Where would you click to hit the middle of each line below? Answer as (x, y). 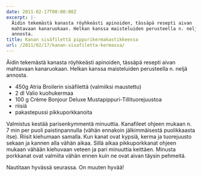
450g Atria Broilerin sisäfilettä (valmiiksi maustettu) (78, 86)
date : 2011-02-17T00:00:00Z (41, 12)
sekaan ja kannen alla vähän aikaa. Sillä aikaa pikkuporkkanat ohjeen (91, 143)
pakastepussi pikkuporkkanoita (54, 112)
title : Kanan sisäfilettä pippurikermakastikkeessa (72, 40)
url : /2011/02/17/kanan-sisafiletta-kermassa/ (66, 46)
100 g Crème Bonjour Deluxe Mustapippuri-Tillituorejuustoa (88, 99)
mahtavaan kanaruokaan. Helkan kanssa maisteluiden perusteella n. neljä (97, 68)
